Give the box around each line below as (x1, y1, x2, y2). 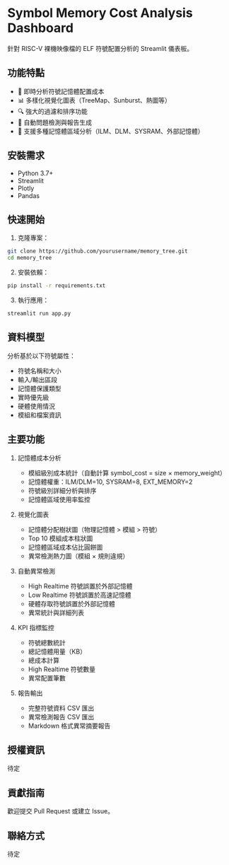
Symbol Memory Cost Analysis (7, 5, 193, 21)
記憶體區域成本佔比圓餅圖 (28, 542, 103, 551)
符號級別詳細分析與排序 (28, 486, 97, 494)
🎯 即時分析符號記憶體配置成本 (17, 87, 105, 95)
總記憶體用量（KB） (28, 647, 87, 656)
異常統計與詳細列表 (28, 608, 85, 617)
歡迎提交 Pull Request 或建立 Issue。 (7, 807, 114, 815)
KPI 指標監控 (17, 623, 54, 632)
